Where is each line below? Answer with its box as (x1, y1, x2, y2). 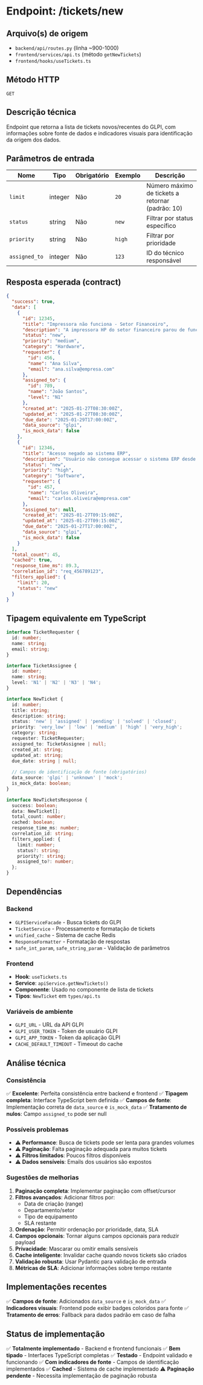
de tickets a (146, 189, 179, 198)
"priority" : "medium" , (22, 338, 80, 344)
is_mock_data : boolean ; (11, 780, 71, 787)
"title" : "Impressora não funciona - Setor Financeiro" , (22, 321, 169, 327)
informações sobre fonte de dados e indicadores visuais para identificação (6, 129, 193, 137)
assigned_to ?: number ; (17, 858, 74, 865)
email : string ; (11, 646, 50, 652)
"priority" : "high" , (22, 467, 74, 473)
